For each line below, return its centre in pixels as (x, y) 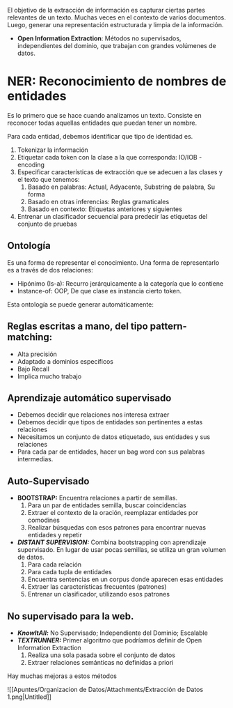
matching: (30, 337)
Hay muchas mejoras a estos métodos (62, 676)
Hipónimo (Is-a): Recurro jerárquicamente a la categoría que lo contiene (120, 283)
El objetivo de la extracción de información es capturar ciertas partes (106, 10)
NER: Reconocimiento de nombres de (117, 81)
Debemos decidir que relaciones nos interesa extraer (93, 415)
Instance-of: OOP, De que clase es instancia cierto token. (99, 291)
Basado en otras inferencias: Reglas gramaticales (98, 201)
